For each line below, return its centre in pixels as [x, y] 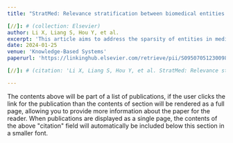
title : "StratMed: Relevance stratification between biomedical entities [116, 13]
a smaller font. [28, 133]
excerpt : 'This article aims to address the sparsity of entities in [110, 39]
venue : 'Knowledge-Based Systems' [57, 52]
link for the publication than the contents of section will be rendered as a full [116, 104]
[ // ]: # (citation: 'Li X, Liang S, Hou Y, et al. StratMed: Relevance [113, 70]
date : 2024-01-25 [32, 46]
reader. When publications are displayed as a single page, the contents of [112, 118]
